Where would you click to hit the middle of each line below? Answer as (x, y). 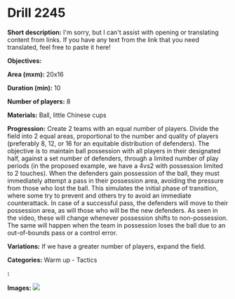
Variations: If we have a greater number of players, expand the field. (107, 246)
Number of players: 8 (39, 101)
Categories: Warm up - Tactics (52, 260)
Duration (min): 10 (34, 88)
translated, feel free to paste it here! (59, 47)
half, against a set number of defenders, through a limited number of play (113, 158)
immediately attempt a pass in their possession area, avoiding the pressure (115, 181)
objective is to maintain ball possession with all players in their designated (114, 151)
